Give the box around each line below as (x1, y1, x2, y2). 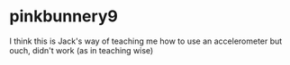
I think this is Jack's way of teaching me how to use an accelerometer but (9, 36, 283, 46)
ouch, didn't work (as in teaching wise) (9, 45, 154, 55)
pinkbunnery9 (9, 6, 119, 27)
